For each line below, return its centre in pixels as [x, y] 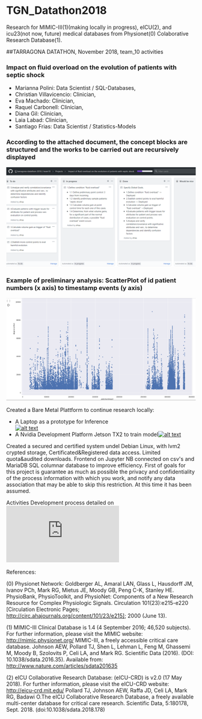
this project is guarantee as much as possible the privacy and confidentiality [101, 472]
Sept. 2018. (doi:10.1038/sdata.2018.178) [56, 709]
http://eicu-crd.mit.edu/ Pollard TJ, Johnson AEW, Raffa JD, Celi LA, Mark [97, 690]
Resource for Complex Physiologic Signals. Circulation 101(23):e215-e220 [97, 603]
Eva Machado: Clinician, [45, 101]
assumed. [18, 491]
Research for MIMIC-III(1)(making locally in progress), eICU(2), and [89, 27]
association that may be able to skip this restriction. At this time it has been [99, 484]
